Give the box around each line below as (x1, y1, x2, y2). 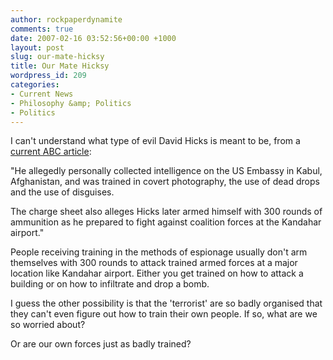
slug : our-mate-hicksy (10, 52, 105, 62)
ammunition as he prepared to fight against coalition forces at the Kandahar (10, 216, 322, 228)
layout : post (10, 42, 65, 53)
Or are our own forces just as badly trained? (10, 338, 192, 350)
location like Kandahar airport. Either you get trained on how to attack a (10, 267, 304, 280)
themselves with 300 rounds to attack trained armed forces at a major (10, 257, 298, 269)
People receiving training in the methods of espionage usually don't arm (10, 246, 308, 258)
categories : (10, 80, 60, 90)
